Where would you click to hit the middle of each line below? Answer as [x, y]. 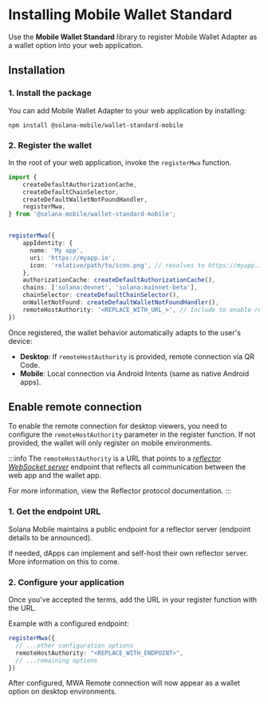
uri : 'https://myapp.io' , [72, 258]
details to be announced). [51, 537]
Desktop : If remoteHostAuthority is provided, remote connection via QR [137, 356]
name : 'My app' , [56, 250]
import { [23, 177]
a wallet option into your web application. [76, 45]
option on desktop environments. [63, 691]
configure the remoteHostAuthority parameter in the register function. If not [132, 435]
